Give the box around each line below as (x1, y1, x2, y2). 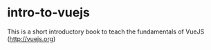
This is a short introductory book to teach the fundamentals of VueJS (7, 27, 205, 36)
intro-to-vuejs (7, 5, 90, 21)
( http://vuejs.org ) (7, 34, 56, 42)
